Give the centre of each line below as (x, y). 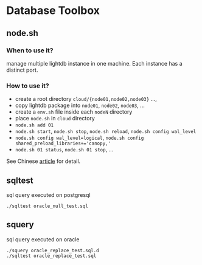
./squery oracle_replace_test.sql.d (53, 250)
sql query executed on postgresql (48, 194)
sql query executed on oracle (43, 239)
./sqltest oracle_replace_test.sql (51, 256)
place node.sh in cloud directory (55, 119)
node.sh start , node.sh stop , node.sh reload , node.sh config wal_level (106, 131)
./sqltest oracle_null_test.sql (47, 206)
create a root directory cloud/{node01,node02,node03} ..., (86, 99)
